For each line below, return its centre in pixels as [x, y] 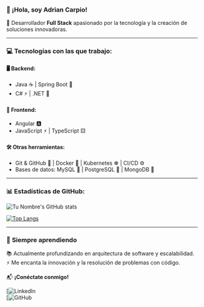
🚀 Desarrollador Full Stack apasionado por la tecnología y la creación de [97, 23]
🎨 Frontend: [21, 110]
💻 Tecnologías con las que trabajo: [59, 51]
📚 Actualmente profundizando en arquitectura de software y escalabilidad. [100, 254]
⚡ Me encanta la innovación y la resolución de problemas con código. [93, 263]
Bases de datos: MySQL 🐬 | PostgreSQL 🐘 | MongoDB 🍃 [85, 169]
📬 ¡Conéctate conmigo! [38, 277]
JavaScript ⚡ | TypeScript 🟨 [50, 131]
